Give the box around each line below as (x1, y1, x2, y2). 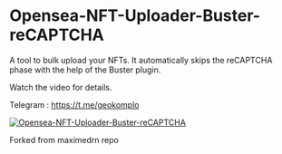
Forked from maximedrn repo (9, 134, 120, 145)
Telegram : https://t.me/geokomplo (9, 99, 140, 110)
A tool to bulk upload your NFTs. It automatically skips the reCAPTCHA (9, 54, 273, 65)
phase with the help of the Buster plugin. (9, 64, 161, 75)
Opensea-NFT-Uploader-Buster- (9, 5, 261, 26)
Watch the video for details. (9, 82, 112, 92)
